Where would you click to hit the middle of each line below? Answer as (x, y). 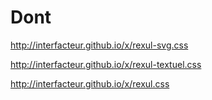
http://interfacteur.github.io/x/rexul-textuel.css (106, 64)
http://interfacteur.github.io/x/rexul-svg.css (99, 45)
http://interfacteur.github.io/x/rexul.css (90, 83)
